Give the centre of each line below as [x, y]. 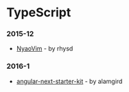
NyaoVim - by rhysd [45, 48]
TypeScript [39, 13]
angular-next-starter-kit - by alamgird [69, 81]
